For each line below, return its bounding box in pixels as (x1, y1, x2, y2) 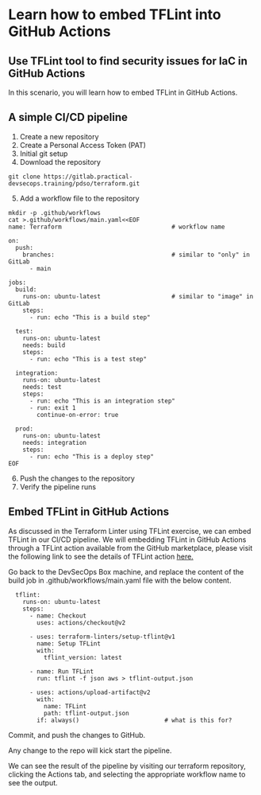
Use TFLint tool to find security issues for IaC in (8, 54, 248, 68)
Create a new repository (19, 131, 99, 141)
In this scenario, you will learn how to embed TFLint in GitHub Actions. (8, 88, 238, 97)
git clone (8, 173, 41, 181)
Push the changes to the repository (19, 473, 135, 483)
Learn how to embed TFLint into (8, 6, 222, 24)
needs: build (22, 341, 66, 349)
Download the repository (19, 157, 102, 166)
